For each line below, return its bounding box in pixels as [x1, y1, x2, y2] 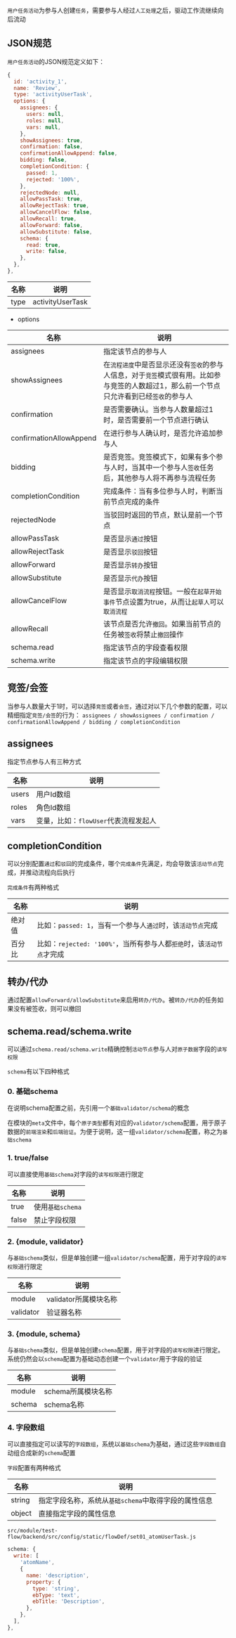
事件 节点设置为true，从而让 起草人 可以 [103, 597, 224, 607]
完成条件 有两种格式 [7, 883, 60, 891]
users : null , [25, 111, 65, 118]
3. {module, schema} [7, 1329, 81, 1339]
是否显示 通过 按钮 [103, 534, 158, 543]
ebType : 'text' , [32, 1592, 80, 1599]
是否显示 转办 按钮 [103, 560, 158, 569]
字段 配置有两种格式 [7, 1464, 61, 1472]
